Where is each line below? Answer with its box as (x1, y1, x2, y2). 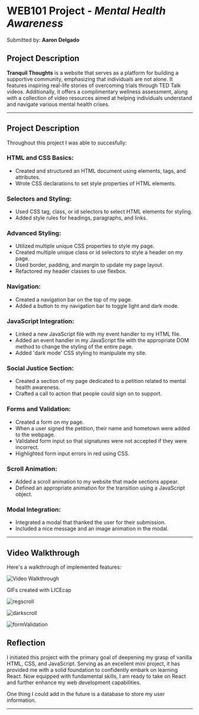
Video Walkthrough (6, 547, 80, 558)
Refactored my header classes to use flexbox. (15, 268, 127, 275)
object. (15, 490, 32, 498)
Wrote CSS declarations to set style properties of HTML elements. (15, 179, 177, 187)
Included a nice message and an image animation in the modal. (15, 525, 169, 532)
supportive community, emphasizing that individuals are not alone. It (6, 75, 173, 82)
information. (6, 697, 37, 704)
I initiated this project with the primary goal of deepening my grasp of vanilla (6, 653, 193, 661)
